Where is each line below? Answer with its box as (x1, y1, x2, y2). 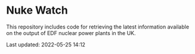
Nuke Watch (6, 4, 69, 17)
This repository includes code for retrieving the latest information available (6, 23, 190, 30)
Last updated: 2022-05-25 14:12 (6, 41, 85, 48)
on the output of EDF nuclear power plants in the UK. (6, 29, 136, 36)
